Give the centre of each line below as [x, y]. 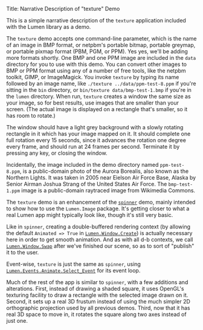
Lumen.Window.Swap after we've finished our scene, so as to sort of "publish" [100, 246]
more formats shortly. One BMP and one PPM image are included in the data [101, 58]
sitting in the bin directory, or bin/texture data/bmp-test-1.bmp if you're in [99, 90]
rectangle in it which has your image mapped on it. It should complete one [98, 134]
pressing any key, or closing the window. [57, 153]
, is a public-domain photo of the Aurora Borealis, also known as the [104, 171]
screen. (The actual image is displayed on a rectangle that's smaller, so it [97, 109]
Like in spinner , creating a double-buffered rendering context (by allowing [98, 227]
